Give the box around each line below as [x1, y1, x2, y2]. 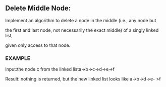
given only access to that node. [5, 42, 71, 48]
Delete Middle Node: [5, 4, 71, 13]
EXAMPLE [5, 55, 31, 62]
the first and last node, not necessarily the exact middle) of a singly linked [5, 27, 159, 33]
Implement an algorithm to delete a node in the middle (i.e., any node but [5, 17, 156, 23]
